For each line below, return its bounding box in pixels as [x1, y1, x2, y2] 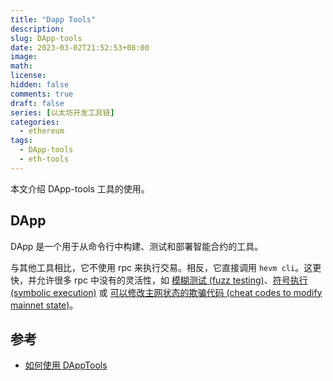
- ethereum [19, 126, 65, 136]
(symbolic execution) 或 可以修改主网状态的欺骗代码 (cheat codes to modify [10, 286, 323, 298]
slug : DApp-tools [10, 33, 83, 43]
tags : [10, 136, 33, 146]
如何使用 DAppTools [24, 359, 108, 371]
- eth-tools [19, 154, 70, 164]
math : [10, 61, 33, 71]
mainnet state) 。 [10, 299, 79, 311]
